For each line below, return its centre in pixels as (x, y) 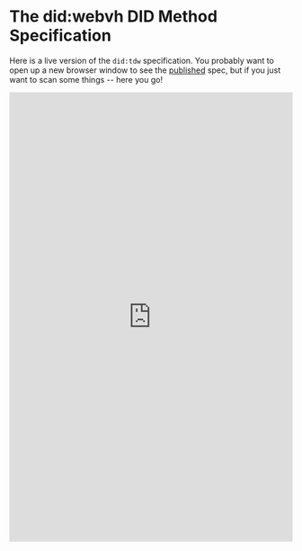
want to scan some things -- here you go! (86, 79)
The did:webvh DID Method (114, 17)
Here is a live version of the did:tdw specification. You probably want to (142, 60)
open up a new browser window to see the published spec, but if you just (145, 70)
